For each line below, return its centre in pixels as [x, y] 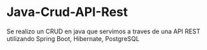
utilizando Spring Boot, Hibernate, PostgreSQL [73, 38]
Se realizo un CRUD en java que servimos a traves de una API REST [103, 31]
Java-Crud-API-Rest [67, 12]
